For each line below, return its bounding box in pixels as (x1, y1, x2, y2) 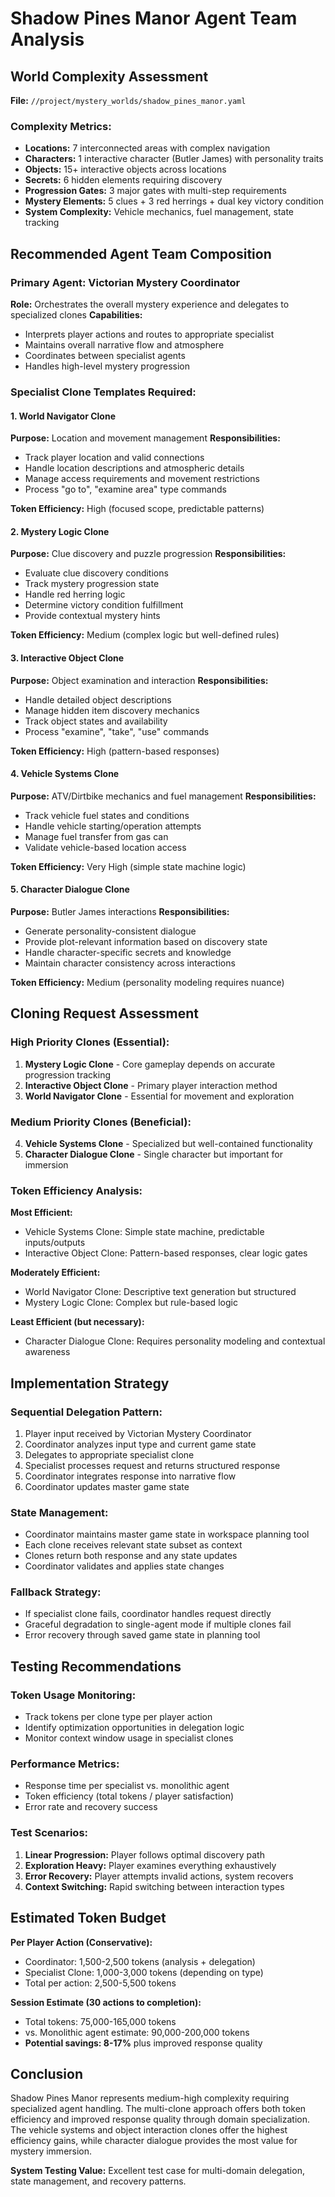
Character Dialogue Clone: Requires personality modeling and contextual (24, 1335, 326, 1347)
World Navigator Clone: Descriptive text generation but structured (24, 1286, 297, 1298)
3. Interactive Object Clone (10, 652, 125, 664)
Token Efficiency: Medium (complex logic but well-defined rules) (10, 629, 280, 641)
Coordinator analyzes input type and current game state (24, 1438, 257, 1450)
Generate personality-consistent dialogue (24, 925, 197, 937)
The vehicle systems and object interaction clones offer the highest (10, 2124, 288, 2136)
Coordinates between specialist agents (24, 349, 186, 361)
